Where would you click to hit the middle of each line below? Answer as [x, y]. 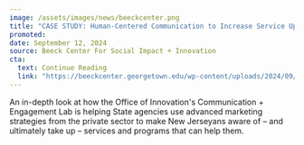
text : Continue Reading [62, 68]
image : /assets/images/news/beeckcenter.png [95, 18]
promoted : [28, 34]
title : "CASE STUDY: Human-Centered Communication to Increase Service [147, 26]
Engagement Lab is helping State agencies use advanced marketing [136, 111]
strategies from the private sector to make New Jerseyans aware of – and [146, 121]
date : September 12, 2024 [58, 43]
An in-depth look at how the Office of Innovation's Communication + [137, 102]
